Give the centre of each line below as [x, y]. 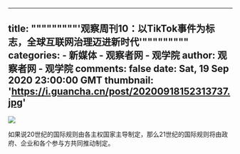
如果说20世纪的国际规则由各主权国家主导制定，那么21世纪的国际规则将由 [115, 134]
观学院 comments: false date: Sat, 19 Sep [137, 69]
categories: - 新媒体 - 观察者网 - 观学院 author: [112, 55]
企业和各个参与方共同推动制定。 [67, 143]
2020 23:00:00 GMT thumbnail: [81, 80]
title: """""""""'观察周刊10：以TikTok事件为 [107, 29]
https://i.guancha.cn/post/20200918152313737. [121, 92]
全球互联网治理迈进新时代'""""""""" [108, 42]
